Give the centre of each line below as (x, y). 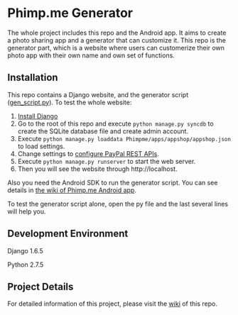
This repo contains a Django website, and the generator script (98, 94)
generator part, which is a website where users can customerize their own (116, 48)
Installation (33, 78)
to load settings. (41, 146)
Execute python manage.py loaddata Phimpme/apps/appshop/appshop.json (124, 138)
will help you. (27, 211)
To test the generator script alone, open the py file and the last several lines (118, 204)
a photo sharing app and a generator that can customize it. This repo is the (117, 40)
